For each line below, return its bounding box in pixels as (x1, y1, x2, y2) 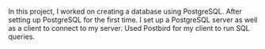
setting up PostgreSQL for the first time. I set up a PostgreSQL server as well (8, 15, 258, 24)
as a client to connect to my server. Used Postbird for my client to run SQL (8, 24, 251, 32)
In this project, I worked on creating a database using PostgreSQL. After (8, 7, 243, 16)
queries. (8, 32, 36, 41)
